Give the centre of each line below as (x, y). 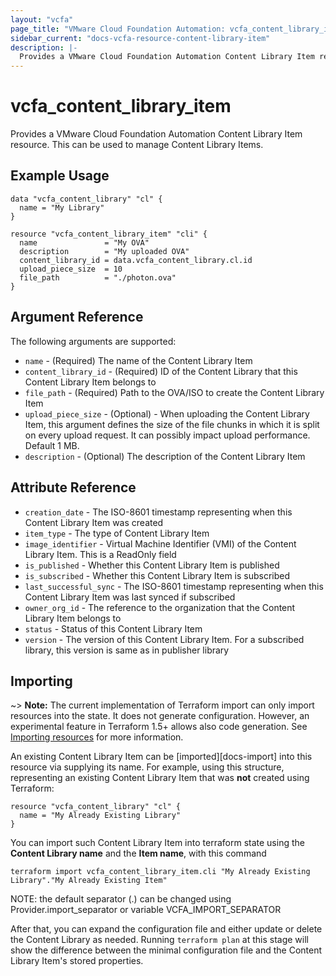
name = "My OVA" (84, 242)
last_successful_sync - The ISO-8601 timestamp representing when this (174, 586)
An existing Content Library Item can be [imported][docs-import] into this (161, 757)
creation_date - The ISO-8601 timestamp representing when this (158, 512)
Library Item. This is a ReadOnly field (100, 554)
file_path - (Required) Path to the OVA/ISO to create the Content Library (174, 392)
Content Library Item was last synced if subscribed (130, 597)
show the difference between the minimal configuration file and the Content (166, 950)
